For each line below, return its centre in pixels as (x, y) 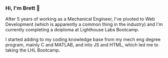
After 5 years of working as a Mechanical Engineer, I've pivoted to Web (80, 19)
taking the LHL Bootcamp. (33, 50)
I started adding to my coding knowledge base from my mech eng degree (83, 39)
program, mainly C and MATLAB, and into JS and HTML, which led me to (82, 45)
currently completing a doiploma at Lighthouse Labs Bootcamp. (72, 30)
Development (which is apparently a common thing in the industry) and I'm (84, 24)
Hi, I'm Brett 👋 (23, 8)
